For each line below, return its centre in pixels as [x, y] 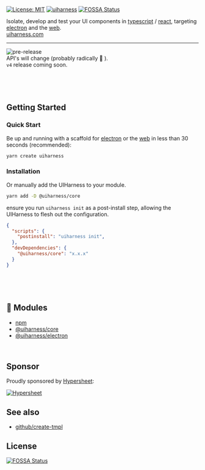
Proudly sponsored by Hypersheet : [50, 381]
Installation [23, 172]
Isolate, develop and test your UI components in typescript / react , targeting [102, 21]
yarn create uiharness [35, 156]
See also [23, 412]
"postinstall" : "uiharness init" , [61, 237]
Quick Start [23, 125]
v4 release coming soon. [37, 65]
